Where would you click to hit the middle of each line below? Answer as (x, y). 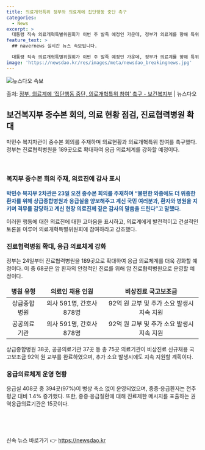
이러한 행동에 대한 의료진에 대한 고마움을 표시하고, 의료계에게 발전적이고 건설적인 (103, 221)
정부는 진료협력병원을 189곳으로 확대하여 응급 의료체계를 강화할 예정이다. (93, 149)
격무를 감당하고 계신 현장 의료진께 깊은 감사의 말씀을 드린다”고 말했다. (99, 209)
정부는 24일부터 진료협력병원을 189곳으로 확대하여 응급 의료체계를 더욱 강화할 (99, 261)
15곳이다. (58, 404)
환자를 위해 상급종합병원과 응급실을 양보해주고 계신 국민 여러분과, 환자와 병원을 (99, 201)
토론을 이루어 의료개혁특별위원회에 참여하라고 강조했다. (72, 229)
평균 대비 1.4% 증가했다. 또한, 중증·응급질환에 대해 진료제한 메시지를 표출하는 (98, 396)
